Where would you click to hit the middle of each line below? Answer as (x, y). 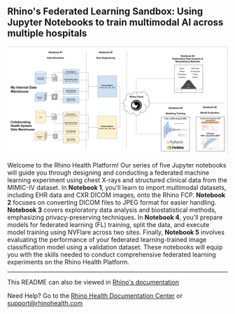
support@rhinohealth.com (45, 303)
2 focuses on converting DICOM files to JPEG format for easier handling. (112, 202)
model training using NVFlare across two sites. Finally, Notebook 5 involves (116, 232)
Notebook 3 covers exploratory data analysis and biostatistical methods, (112, 210)
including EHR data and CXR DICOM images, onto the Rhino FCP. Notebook (116, 195)
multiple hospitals (47, 33)
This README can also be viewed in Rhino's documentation (93, 282)
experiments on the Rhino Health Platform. (68, 261)
